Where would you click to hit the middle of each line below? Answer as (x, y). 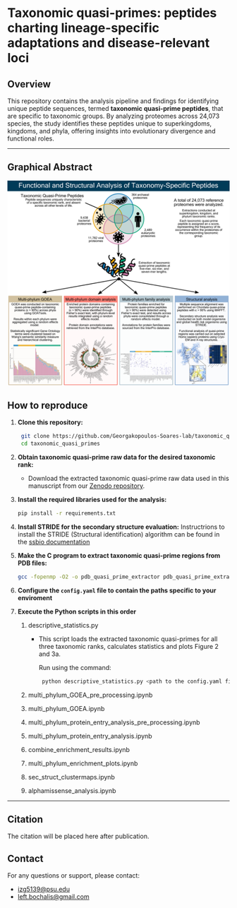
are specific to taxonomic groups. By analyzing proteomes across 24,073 (114, 116)
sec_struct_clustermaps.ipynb (71, 777)
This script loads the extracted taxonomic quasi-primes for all (128, 639)
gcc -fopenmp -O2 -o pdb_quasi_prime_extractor (89, 577)
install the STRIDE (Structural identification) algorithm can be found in (119, 534)
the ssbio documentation (54, 542)
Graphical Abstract (50, 167)
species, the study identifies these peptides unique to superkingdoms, (110, 124)
